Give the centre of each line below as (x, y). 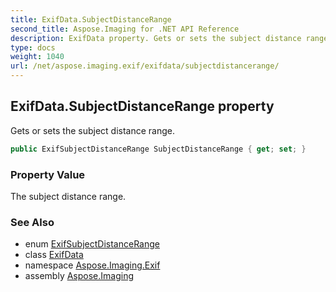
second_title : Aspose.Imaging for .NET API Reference (125, 29)
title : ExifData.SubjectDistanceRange (91, 19)
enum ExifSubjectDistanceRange (92, 244)
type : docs (33, 47)
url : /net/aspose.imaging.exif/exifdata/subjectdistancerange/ (145, 66)
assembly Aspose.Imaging (79, 276)
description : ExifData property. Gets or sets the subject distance (156, 38)
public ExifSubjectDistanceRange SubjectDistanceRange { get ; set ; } (158, 149)
